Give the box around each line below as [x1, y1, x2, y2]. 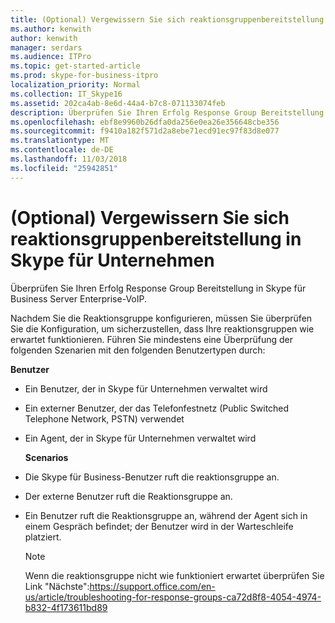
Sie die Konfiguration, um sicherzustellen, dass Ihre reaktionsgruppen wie [10, 322, 315, 335]
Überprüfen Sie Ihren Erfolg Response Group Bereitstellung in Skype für [10, 282, 307, 294]
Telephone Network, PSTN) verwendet [24, 412, 185, 425]
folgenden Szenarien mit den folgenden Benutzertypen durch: [10, 344, 266, 356]
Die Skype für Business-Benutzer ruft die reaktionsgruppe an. [24, 471, 280, 483]
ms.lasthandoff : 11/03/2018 [10, 154, 128, 164]
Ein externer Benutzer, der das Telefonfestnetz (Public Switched [24, 402, 290, 414]
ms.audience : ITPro [10, 52, 92, 62]
